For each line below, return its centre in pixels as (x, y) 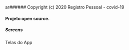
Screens (14, 30)
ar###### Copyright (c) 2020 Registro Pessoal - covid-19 (65, 7)
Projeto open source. (27, 18)
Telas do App (19, 42)
